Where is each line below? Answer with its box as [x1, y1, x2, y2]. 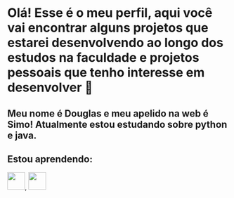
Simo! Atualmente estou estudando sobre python [7, 118, 228, 131]
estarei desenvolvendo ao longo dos [7, 35, 223, 51]
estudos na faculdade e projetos [7, 50, 200, 66]
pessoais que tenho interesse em [7, 65, 205, 81]
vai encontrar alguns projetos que [7, 20, 209, 36]
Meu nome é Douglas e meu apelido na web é [7, 107, 209, 119]
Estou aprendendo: [7, 153, 93, 165]
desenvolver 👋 [7, 79, 93, 95]
